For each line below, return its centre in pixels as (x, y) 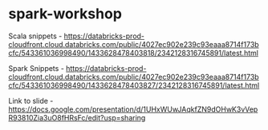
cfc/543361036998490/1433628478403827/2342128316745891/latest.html (134, 85)
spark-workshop (65, 14)
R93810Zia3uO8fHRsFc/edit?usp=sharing (77, 117)
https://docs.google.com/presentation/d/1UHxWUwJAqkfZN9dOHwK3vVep (133, 109)
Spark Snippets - (36, 68)
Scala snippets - (35, 36)
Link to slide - (31, 100)
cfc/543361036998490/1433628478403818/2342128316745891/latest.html (134, 53)
